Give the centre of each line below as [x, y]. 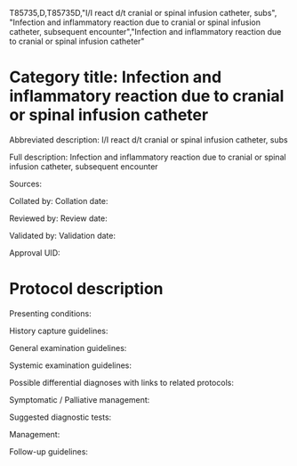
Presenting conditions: [50, 313]
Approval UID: [35, 252]
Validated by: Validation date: [62, 235]
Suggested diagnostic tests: [60, 417]
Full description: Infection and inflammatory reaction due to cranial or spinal [148, 157]
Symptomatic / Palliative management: [80, 399]
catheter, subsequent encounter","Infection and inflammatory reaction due [145, 32]
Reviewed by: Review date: [59, 218]
